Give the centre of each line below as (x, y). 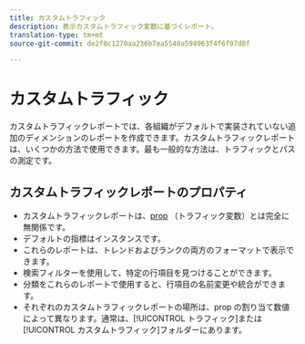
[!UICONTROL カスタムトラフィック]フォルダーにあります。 (135, 330)
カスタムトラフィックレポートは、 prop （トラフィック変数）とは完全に (156, 216)
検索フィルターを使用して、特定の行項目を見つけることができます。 (149, 273)
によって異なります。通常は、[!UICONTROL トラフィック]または (142, 318)
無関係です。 (46, 227)
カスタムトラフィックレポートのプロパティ (129, 192)
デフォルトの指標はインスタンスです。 (94, 239)
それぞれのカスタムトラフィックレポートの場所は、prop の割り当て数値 (156, 307)
